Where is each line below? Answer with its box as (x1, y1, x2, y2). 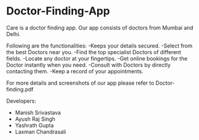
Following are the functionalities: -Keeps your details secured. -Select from (6, 42, 193, 49)
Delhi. (6, 30, 21, 37)
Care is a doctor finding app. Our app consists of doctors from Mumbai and (6, 24, 194, 31)
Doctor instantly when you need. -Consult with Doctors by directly (6, 61, 171, 68)
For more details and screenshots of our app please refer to (6, 79, 155, 87)
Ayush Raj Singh (14, 115, 55, 123)
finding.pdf (6, 85, 34, 93)
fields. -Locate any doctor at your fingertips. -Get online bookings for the (6, 55, 188, 62)
